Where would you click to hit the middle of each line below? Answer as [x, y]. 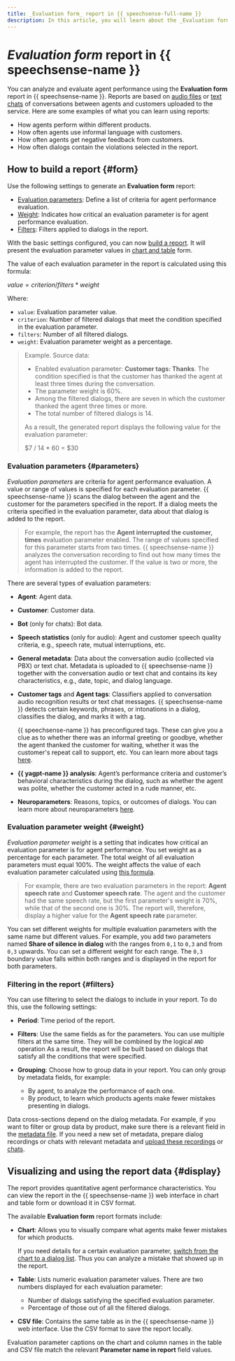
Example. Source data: [57, 355]
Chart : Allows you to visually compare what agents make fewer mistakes [122, 1229]
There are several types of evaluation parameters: [79, 583]
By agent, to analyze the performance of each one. [101, 1091]
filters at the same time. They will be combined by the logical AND [111, 1042]
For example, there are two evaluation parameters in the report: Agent [126, 885]
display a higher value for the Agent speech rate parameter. [111, 915]
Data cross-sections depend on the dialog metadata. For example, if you [112, 1120]
